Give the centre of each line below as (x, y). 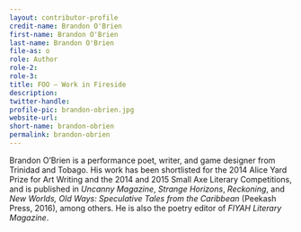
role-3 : (24, 76)
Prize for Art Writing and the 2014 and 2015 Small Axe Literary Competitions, (150, 179)
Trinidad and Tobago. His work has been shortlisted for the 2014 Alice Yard (148, 170)
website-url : (34, 118)
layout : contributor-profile (64, 18)
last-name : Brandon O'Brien (62, 43)
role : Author (34, 59)
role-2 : (24, 68)
